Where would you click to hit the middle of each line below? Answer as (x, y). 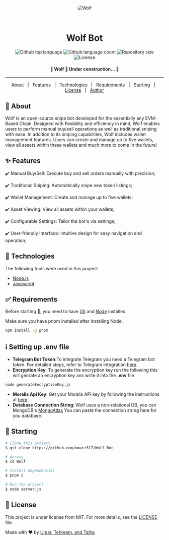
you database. (27, 415)
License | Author (84, 90)
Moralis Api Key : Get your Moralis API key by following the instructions (86, 394)
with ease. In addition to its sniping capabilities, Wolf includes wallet (76, 134)
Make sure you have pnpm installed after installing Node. (64, 321)
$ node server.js (23, 489)
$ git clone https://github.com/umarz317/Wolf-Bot (59, 448)
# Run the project (24, 485)
